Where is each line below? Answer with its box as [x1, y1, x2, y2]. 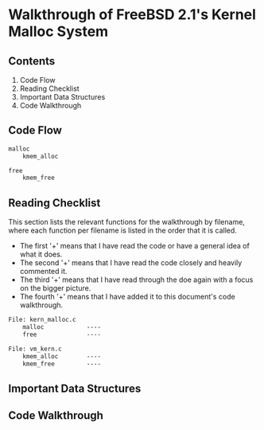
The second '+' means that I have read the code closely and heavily [19, 258, 243, 268]
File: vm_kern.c [8, 345, 62, 353]
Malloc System [8, 22, 109, 41]
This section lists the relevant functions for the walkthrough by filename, [8, 217, 245, 227]
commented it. [19, 267, 68, 276]
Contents [8, 54, 56, 68]
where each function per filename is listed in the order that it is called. [8, 225, 237, 236]
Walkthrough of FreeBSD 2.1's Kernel [8, 6, 257, 24]
